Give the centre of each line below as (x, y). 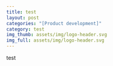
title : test (21, 12)
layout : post (23, 18)
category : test (26, 29)
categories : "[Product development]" (54, 23)
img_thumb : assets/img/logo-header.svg (57, 35)
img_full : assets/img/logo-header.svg (55, 40)
